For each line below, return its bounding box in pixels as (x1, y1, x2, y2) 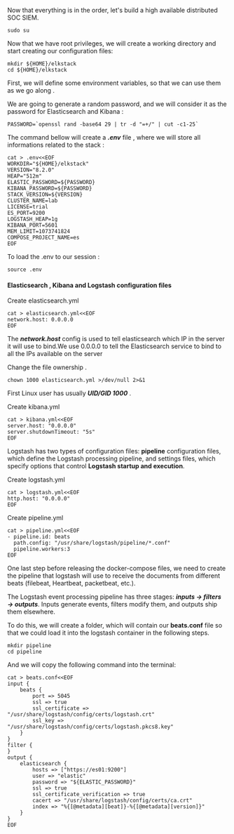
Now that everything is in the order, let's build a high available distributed (7, 6, 219, 14)
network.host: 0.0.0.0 (7, 316, 74, 324)
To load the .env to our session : (7, 253, 100, 260)
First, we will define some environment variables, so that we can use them (7, 79, 221, 87)
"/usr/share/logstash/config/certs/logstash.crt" (7, 711, 156, 718)
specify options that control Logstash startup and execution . (7, 462, 185, 470)
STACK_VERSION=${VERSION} (7, 191, 83, 198)
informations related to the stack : (7, 140, 105, 149)
